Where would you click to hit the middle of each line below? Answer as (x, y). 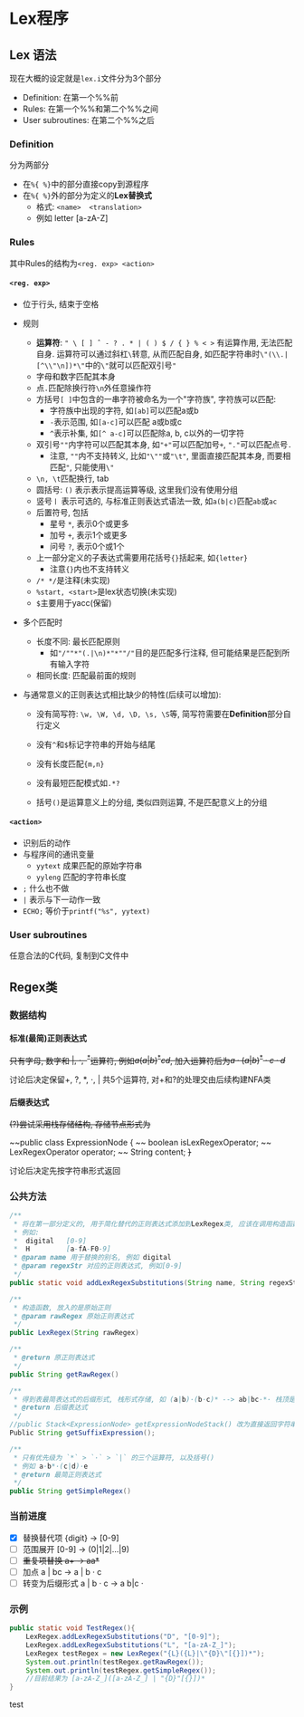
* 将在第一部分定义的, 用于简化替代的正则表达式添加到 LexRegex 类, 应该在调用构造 (150, 1223)
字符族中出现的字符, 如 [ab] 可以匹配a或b (124, 410)
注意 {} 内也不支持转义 (89, 569)
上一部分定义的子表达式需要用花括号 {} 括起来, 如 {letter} (142, 557)
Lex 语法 (33, 55)
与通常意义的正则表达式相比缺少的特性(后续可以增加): (122, 695)
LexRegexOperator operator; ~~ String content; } (100, 1152)
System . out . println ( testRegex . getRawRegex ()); (115, 1662)
